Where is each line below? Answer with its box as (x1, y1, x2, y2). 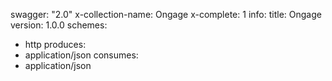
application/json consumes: (24, 49, 139, 61)
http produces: (24, 39, 87, 50)
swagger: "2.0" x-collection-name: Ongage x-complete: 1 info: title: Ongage (10, 9, 322, 20)
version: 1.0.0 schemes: (10, 19, 108, 31)
